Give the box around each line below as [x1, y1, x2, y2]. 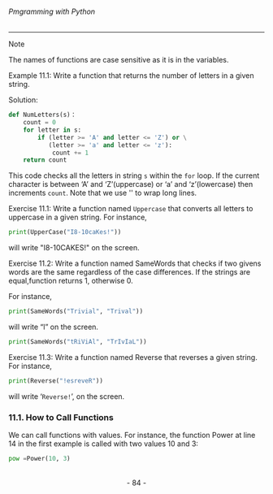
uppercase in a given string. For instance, [8, 212, 148, 223]
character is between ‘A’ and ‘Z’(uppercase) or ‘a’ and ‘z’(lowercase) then [8, 180, 253, 189]
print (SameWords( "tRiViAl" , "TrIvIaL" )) [8, 338, 148, 346]
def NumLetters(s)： [8, 110, 77, 119]
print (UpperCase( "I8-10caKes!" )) [8, 228, 122, 236]
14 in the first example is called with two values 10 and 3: [8, 439, 199, 448]
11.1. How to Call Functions [8, 411, 114, 422]
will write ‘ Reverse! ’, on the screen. [8, 391, 125, 401]
